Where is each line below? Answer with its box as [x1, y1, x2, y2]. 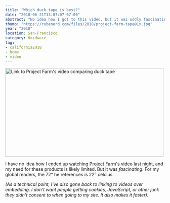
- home [5, 49, 19, 54]
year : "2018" [5, 26, 33, 31]
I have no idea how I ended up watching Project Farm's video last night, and [5, 161, 163, 167]
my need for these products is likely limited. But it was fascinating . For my [5, 166, 159, 172]
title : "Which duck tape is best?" [5, 7, 80, 13]
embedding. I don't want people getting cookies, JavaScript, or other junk [5, 187, 159, 193]
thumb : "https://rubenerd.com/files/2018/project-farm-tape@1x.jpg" [5, 21, 153, 27]
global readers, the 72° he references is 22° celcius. [5, 172, 114, 178]
